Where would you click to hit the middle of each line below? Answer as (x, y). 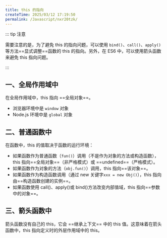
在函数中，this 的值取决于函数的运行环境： (49, 145)
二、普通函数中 (29, 132)
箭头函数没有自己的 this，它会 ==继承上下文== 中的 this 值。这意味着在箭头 (84, 224)
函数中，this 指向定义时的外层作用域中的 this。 (54, 230)
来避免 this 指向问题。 (28, 57)
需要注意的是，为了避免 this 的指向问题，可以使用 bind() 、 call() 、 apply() (83, 45)
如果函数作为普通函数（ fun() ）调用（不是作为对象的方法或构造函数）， (86, 156)
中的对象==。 (27, 193)
